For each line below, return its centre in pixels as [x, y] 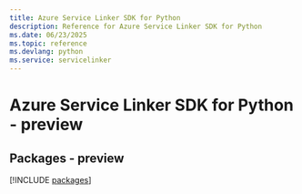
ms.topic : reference [49, 43]
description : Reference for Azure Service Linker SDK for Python [136, 26]
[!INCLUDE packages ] [50, 180]
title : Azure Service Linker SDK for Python [95, 18]
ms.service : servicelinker [60, 60]
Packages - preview [67, 158]
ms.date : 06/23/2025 [49, 35]
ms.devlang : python [46, 52]
